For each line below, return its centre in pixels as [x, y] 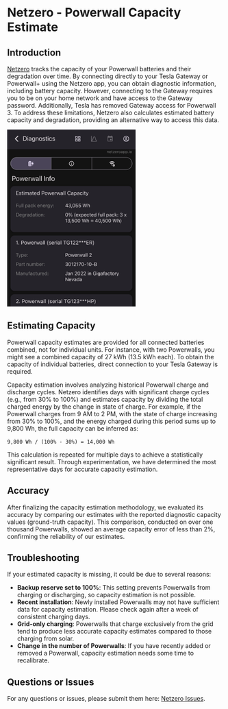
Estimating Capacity [51, 326]
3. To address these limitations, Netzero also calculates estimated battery [111, 112]
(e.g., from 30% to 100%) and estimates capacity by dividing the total [105, 399]
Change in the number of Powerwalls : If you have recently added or [114, 646]
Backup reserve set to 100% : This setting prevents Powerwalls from [114, 588]
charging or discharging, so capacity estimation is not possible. [106, 595]
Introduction [34, 52]
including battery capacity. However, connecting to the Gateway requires [110, 91]
